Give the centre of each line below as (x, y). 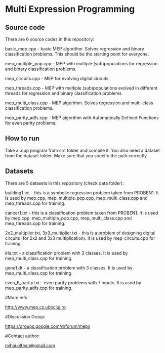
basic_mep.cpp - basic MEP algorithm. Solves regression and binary (75, 49)
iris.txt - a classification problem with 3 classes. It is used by (67, 253)
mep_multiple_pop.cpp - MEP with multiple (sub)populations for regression (82, 64)
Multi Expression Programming (70, 9)
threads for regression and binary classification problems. (64, 93)
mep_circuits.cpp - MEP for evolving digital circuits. (58, 78)
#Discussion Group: (25, 316)
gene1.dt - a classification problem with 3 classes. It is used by (69, 267)
